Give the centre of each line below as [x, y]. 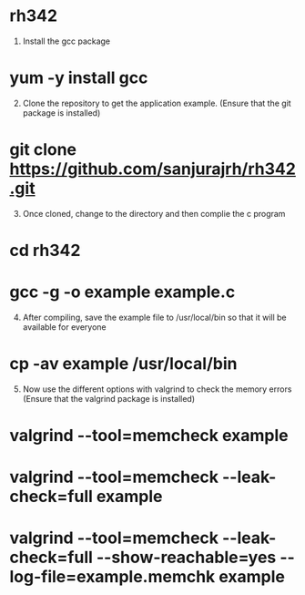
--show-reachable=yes [186, 558]
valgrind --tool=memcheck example [149, 436]
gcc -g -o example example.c [122, 292]
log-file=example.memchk [112, 577]
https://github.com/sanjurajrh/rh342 [152, 169]
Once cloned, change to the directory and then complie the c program [154, 213]
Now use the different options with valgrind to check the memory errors [157, 389]
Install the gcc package [66, 41]
